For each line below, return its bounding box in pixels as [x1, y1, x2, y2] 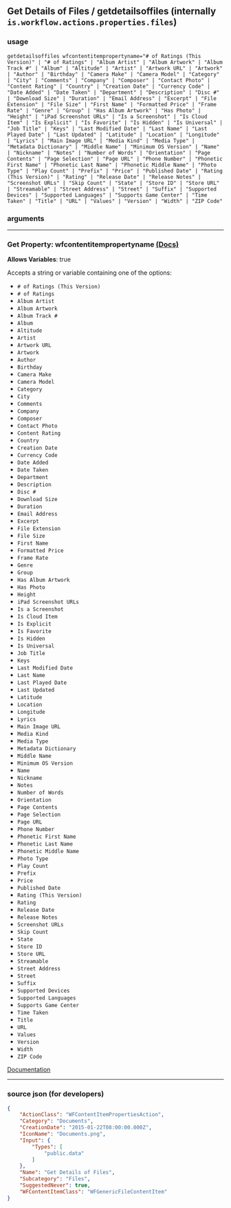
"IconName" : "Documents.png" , [19, 1131, 107, 1138]
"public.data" [43, 1149, 85, 1157]
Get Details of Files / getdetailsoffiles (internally [7, 6, 217, 17]
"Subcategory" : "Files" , [19, 1176, 91, 1182]
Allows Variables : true [7, 255, 71, 264]
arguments [7, 213, 45, 223]
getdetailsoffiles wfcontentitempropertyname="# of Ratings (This [7, 52, 201, 59]
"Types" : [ [32, 1143, 63, 1150]
